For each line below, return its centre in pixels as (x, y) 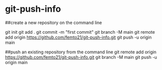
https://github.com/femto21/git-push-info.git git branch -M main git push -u (81, 57)
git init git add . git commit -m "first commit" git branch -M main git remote (80, 32)
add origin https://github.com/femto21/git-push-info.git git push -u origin (78, 37)
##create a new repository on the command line (54, 23)
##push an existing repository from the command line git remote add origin (81, 52)
